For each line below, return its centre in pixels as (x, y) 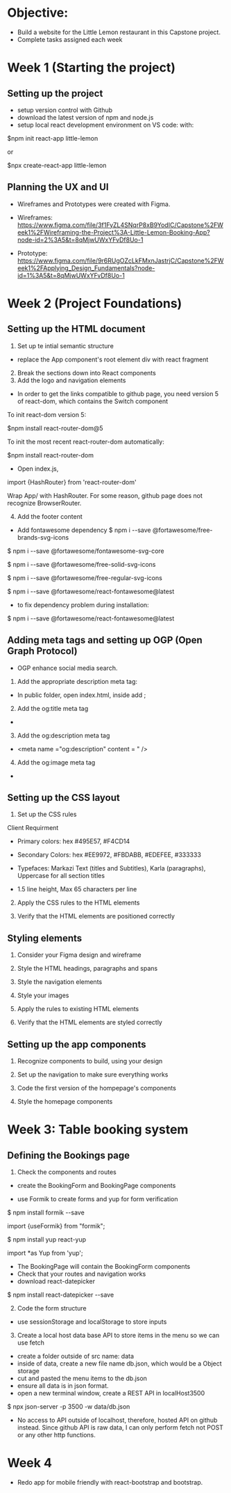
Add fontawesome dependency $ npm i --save (84, 530)
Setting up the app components (77, 1044)
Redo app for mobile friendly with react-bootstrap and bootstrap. (110, 1482)
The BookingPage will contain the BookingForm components (104, 1266)
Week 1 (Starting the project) (91, 68)
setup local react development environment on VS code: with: (105, 125)
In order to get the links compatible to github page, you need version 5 (118, 393)
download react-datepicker (56, 1281)
